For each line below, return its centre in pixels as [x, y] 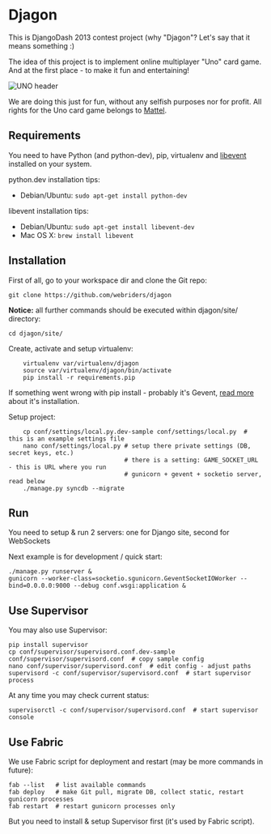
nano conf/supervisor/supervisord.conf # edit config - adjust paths [130, 666]
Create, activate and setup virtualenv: [71, 348]
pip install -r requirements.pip [79, 377]
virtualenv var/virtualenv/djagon [81, 363]
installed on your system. [50, 164]
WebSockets [30, 541]
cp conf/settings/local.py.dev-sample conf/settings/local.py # [135, 432]
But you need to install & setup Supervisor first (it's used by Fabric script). [131, 821]
